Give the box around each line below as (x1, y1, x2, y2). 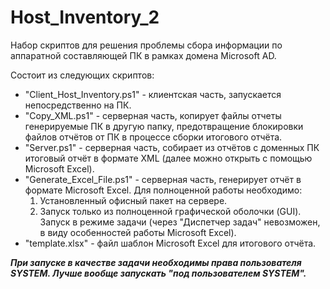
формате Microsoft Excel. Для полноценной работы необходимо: (24, 184, 303, 196)
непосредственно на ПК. (24, 99, 132, 111)
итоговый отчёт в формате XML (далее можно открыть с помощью (24, 152, 313, 164)
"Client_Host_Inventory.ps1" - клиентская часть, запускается (24, 88, 282, 100)
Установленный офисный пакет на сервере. (39, 194, 228, 206)
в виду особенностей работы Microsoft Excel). (39, 226, 237, 238)
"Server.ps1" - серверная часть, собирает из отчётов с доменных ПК (24, 141, 320, 153)
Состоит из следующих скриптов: (10, 69, 155, 81)
